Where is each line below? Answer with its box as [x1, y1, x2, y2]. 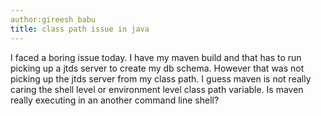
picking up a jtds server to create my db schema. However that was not [10, 62, 305, 74]
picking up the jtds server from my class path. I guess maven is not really [10, 72, 312, 85]
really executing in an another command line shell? [10, 94, 220, 106]
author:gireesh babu [10, 14, 97, 25]
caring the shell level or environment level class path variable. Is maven [10, 83, 304, 95]
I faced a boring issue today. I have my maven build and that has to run [10, 51, 302, 63]
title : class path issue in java [10, 24, 150, 34]
